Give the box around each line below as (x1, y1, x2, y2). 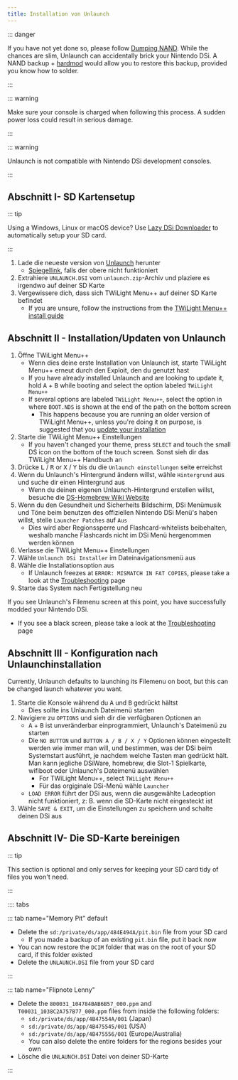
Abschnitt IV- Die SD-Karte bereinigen (7, 833, 180, 845)
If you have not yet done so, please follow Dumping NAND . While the (7, 43, 208, 52)
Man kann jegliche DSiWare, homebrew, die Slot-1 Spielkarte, (28, 759, 207, 768)
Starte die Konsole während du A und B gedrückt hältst (17, 698, 178, 707)
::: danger (7, 30, 36, 38)
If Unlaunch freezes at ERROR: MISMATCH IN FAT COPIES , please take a (28, 569, 229, 577)
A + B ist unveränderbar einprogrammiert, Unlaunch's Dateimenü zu (28, 721, 227, 729)
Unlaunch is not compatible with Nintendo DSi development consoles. (7, 156, 212, 165)
